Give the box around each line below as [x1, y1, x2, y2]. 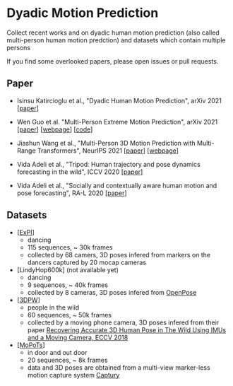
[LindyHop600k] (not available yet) [16, 265, 119, 274]
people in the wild [27, 303, 80, 312]
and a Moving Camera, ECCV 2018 [27, 333, 129, 341]
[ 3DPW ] [16, 296, 40, 304]
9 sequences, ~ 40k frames [27, 281, 109, 289]
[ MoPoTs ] [16, 341, 45, 349]
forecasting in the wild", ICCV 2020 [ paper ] [16, 168, 143, 176]
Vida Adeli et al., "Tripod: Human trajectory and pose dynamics [16, 160, 201, 168]
